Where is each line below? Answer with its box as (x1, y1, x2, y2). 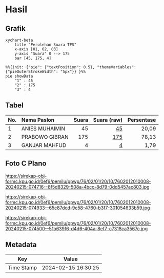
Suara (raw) (93, 116, 123, 123)
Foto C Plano (5, 159, 47, 168)
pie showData (5, 73, 33, 79)
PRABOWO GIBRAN (21, 133, 69, 140)
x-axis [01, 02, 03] (14, 47, 58, 52)
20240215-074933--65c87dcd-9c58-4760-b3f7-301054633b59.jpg (5, 205, 150, 211)
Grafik (5, 24, 26, 33)
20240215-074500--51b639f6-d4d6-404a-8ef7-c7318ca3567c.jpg (5, 225, 148, 232)
